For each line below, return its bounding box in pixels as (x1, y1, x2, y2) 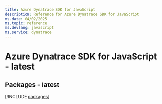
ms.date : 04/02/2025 (5, 16, 48, 21)
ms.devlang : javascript (5, 25, 54, 30)
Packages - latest (5, 81, 60, 89)
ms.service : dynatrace (5, 30, 52, 35)
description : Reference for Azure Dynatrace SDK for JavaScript (5, 12, 139, 17)
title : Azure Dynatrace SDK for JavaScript (5, 7, 96, 12)
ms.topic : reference (5, 21, 48, 26)
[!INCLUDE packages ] (5, 94, 50, 99)
